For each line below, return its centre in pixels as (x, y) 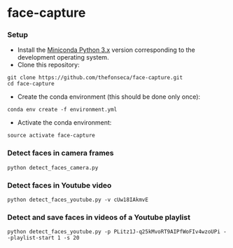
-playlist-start (31, 238)
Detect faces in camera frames (61, 153)
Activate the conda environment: (64, 123)
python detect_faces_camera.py (53, 167)
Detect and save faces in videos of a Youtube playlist (99, 217)
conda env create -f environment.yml (62, 110)
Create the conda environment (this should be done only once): (109, 97)
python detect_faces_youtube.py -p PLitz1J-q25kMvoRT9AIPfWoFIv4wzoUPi (114, 232)
